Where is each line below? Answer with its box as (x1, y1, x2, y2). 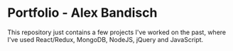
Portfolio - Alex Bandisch (7, 5, 158, 21)
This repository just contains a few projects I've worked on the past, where (7, 28, 227, 36)
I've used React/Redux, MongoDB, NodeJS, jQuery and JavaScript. (7, 35, 204, 43)
